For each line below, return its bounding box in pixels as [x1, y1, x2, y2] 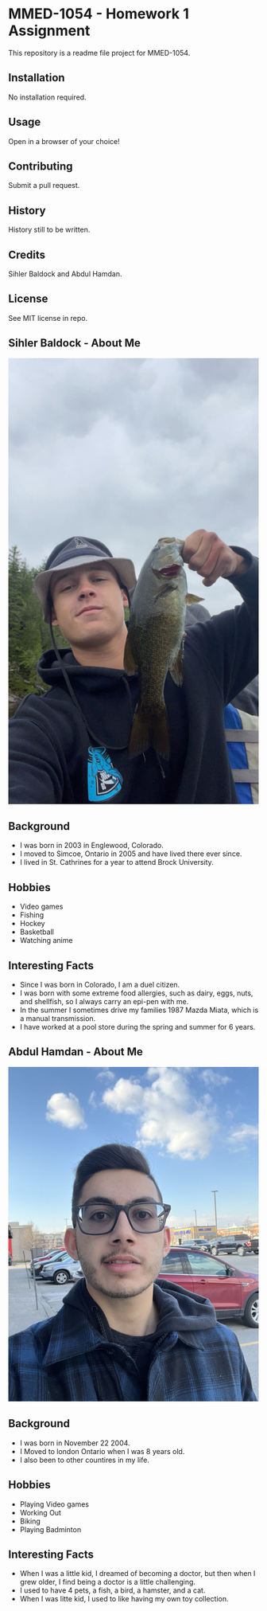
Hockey [19, 919, 45, 929]
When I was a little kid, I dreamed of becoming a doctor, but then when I [19, 1569, 256, 1578]
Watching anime [19, 936, 73, 945]
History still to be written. [8, 225, 91, 235]
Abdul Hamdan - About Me [8, 1045, 143, 1059]
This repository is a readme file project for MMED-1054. [8, 48, 191, 57]
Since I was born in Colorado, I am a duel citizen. [19, 980, 180, 990]
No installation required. [8, 92, 87, 102]
